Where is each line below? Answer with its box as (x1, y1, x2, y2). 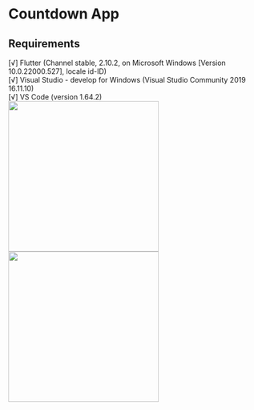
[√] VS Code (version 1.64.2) (8, 92, 103, 101)
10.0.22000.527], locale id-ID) (8, 67, 107, 76)
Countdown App (8, 5, 120, 23)
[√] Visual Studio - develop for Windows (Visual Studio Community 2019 (8, 75, 246, 84)
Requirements (8, 37, 80, 51)
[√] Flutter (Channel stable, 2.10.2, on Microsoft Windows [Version (8, 58, 226, 67)
